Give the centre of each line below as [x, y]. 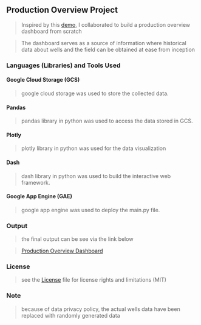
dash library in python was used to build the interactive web [96, 176]
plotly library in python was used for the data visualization [94, 148]
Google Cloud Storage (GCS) [43, 80]
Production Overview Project [62, 10]
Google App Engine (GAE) [39, 196]
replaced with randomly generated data [70, 315]
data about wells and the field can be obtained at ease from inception [108, 49]
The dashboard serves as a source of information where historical [104, 43]
